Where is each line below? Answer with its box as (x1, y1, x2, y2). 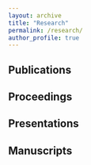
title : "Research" (8, 19, 69, 27)
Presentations (8, 117, 79, 131)
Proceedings (8, 90, 73, 104)
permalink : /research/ (8, 26, 83, 34)
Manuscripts (8, 144, 73, 157)
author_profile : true (8, 33, 80, 42)
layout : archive (8, 11, 62, 20)
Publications (8, 63, 72, 76)
